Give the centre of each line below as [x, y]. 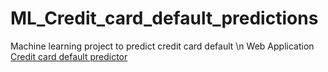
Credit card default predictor [69, 56]
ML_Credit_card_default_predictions [164, 18]
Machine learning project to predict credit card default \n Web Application [162, 46]
